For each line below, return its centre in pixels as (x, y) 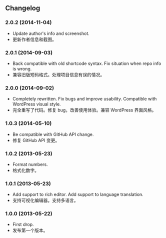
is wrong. (22, 68)
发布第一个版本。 (30, 230)
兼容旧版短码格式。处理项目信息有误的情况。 (58, 74)
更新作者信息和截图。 (34, 39)
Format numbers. (30, 164)
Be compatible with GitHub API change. (53, 134)
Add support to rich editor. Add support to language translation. (78, 194)
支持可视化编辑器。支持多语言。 (45, 200)
